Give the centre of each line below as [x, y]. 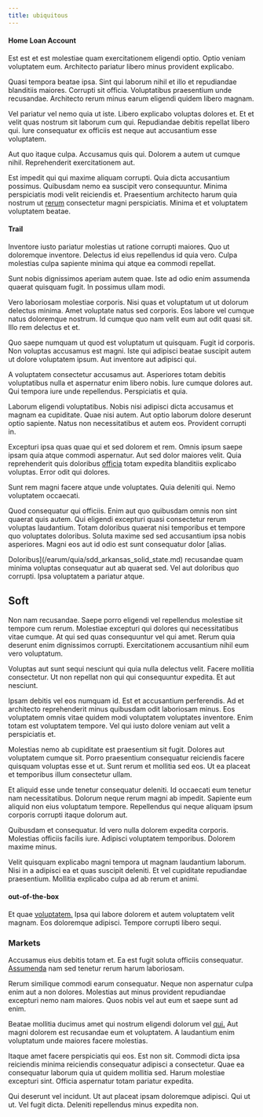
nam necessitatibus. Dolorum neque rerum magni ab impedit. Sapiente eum [130, 798]
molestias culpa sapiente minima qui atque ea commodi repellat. [112, 264]
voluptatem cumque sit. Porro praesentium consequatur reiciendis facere [126, 757]
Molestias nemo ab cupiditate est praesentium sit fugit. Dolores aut [117, 749]
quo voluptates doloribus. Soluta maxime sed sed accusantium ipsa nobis [127, 536]
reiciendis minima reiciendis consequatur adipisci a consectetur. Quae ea [126, 1064]
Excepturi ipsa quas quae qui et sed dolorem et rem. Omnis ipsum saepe [126, 447]
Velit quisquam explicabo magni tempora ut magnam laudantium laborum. [127, 862]
